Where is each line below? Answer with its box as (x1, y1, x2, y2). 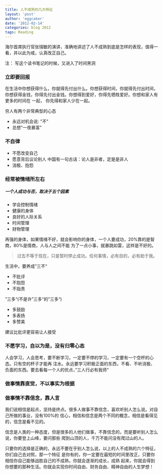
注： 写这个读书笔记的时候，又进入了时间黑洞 (5, 60, 96, 66)
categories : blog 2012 (5, 25, 51, 30)
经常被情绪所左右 (5, 176, 45, 182)
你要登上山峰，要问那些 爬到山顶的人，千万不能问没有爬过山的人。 (13, 435, 147, 441)
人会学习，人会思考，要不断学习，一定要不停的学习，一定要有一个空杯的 (5, 355, 149, 360)
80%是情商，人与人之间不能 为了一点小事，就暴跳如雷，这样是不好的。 (13, 242, 156, 249)
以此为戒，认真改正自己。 (17, 50, 69, 56)
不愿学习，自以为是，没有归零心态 (5, 342, 85, 349)
